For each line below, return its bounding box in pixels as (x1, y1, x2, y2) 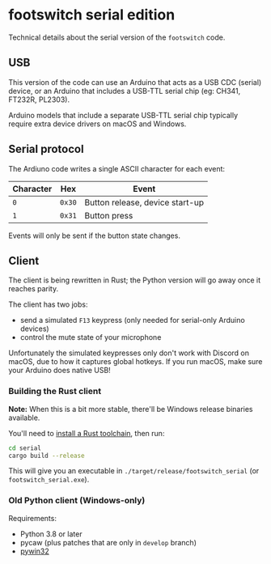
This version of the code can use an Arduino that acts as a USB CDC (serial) (8, 77, 262, 87)
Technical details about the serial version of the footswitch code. (8, 32, 226, 42)
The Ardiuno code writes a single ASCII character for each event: (8, 163, 225, 173)
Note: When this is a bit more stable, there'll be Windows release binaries (8, 404, 253, 413)
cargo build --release (8, 452, 85, 460)
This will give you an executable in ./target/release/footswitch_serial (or (8, 466, 260, 476)
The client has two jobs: (8, 299, 88, 309)
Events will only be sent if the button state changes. (8, 231, 180, 240)
